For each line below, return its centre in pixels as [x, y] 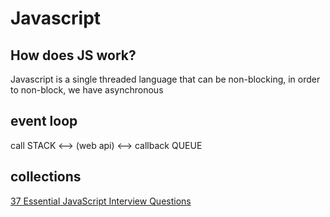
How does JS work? [73, 55]
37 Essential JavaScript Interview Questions [101, 201]
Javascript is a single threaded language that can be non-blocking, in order [165, 79]
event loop [44, 121]
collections [46, 177]
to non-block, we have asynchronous [87, 90]
